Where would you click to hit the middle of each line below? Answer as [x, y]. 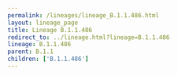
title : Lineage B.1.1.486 [50, 30]
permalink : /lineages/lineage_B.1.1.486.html [83, 15]
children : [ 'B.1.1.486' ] [48, 59]
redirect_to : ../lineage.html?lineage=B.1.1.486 [89, 37]
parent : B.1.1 [31, 52]
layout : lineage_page [43, 23]
